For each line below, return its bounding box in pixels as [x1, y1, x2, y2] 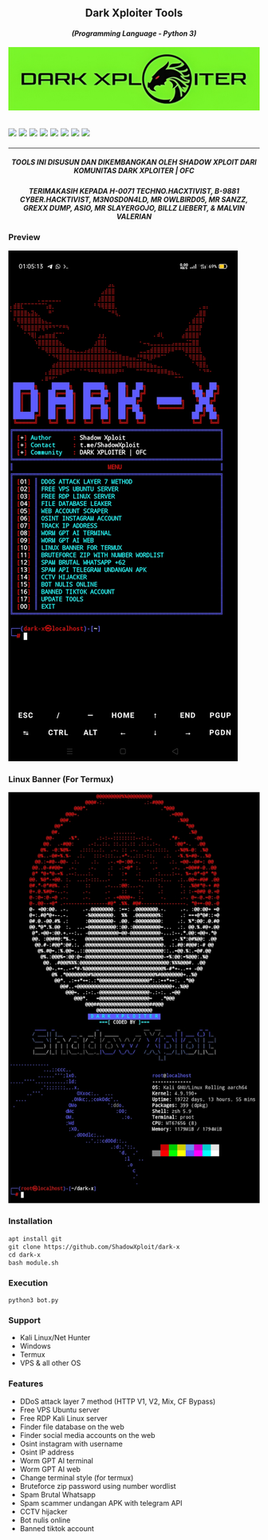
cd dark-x [8, 1250, 41, 1259]
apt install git [8, 1234, 62, 1243]
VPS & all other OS [19, 1358, 81, 1368]
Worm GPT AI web [19, 1464, 81, 1474]
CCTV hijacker [19, 1506, 68, 1516]
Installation [8, 1216, 53, 1227]
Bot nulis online [19, 1515, 71, 1525]
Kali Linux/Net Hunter [19, 1333, 91, 1343]
